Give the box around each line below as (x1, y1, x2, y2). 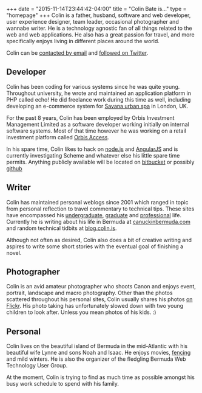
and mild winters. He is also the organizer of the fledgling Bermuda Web (6, 355, 186, 363)
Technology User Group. (6, 362, 68, 369)
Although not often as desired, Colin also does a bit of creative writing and (6, 236, 192, 243)
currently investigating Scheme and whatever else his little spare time (6, 151, 180, 159)
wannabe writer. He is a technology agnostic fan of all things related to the (6, 24, 192, 32)
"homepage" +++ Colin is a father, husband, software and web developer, (6, 12, 191, 19)
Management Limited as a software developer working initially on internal (6, 120, 189, 128)
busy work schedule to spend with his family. (6, 380, 120, 388)
